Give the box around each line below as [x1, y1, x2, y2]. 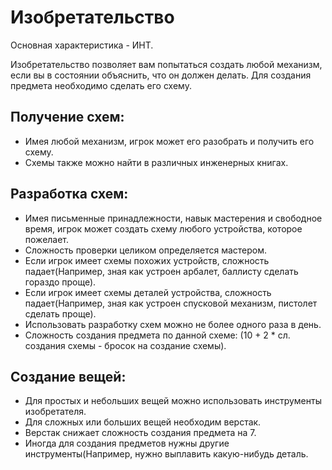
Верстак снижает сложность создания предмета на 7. [24, 427, 257, 439]
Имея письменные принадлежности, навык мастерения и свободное [24, 212, 323, 224]
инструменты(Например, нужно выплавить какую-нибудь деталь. [24, 448, 309, 460]
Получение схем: [10, 109, 125, 126]
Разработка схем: [10, 186, 129, 203]
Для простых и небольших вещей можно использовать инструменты [24, 395, 322, 407]
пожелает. [24, 233, 70, 245]
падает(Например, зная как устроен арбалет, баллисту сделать [24, 265, 299, 277]
